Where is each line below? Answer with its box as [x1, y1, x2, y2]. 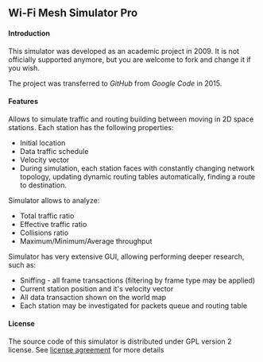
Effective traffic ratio [19, 219, 87, 229]
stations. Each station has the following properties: [8, 122, 174, 132]
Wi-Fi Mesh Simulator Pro [8, 6, 138, 20]
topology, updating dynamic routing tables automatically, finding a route [19, 171, 256, 181]
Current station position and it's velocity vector [19, 283, 174, 293]
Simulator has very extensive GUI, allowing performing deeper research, [8, 252, 245, 261]
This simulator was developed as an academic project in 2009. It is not [8, 46, 240, 56]
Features [8, 97, 38, 106]
